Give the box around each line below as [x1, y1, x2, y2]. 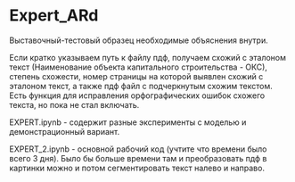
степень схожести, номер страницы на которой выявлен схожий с [9, 70, 264, 81]
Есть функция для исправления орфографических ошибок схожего [9, 90, 266, 101]
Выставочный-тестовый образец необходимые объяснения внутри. [9, 35, 269, 45]
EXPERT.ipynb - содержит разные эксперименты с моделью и [9, 117, 247, 128]
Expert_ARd [9, 5, 99, 26]
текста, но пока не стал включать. [9, 99, 140, 110]
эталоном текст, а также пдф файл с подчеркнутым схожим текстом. [9, 80, 274, 91]
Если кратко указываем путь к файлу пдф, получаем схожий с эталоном [9, 52, 287, 62]
